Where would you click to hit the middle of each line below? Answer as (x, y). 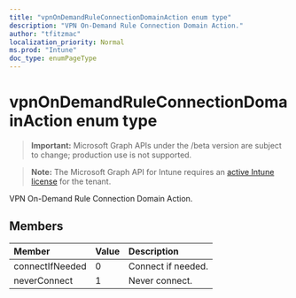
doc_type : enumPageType (53, 58)
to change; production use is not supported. (111, 155)
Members (36, 226)
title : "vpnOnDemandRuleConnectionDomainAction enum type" (121, 17)
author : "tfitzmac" (45, 34)
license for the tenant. (71, 181)
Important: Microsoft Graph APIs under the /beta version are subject (156, 145)
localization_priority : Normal (67, 42)
